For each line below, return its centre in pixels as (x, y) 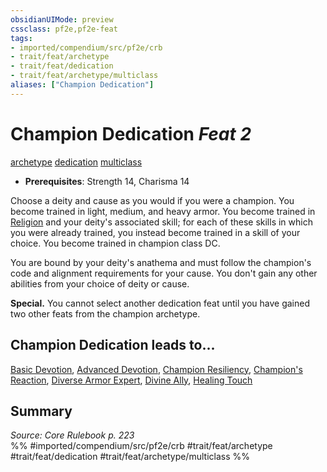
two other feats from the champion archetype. (105, 313)
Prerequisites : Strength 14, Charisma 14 (107, 181)
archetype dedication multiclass (76, 162)
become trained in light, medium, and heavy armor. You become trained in (163, 211)
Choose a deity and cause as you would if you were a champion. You (152, 200)
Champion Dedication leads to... (113, 345)
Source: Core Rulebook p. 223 (72, 435)
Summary (41, 411)
